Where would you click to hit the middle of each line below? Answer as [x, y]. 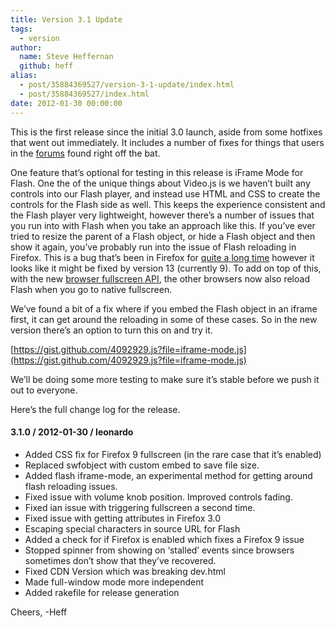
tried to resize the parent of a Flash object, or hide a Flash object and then [163, 236]
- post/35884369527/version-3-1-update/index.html [127, 85]
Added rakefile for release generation [102, 592]
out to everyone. [44, 390]
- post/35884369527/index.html [84, 94]
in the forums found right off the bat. [85, 153]
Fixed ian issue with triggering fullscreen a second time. [140, 507]
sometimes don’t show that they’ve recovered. [120, 560]
